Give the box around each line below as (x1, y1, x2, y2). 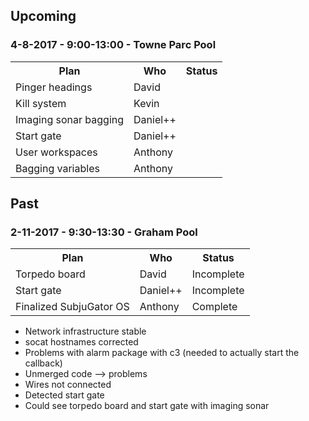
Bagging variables (15, 161, 100, 175)
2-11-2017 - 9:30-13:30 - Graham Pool (10, 225, 198, 239)
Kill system (15, 96, 67, 110)
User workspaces (15, 145, 98, 159)
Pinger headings (15, 80, 93, 94)
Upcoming (10, 8, 77, 25)
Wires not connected (24, 379, 112, 391)
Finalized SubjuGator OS (15, 300, 130, 314)
